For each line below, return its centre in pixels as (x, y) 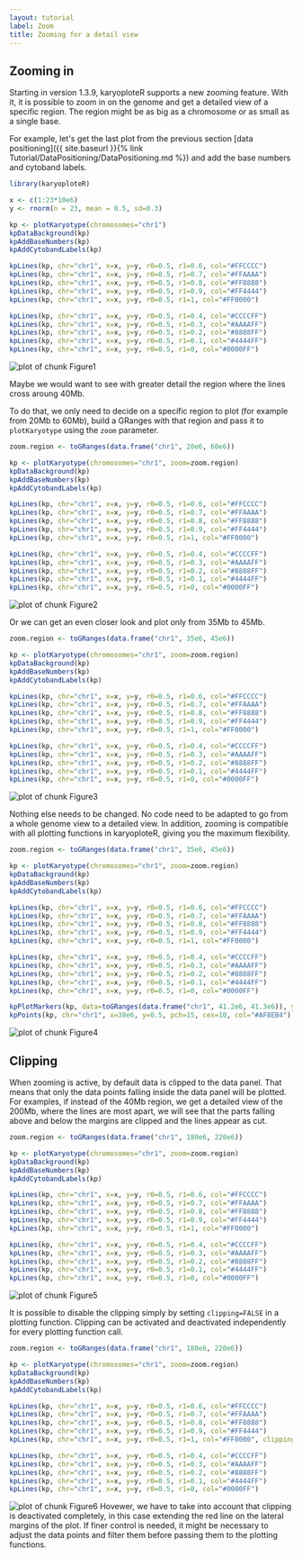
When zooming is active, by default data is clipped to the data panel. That (146, 1082)
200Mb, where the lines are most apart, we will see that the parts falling (142, 1111)
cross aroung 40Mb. (47, 394)
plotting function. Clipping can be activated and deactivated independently (148, 1322)
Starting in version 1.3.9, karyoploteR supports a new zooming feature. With (149, 93)
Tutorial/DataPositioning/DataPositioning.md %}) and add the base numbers (150, 158)
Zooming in (42, 71)
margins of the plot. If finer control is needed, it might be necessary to (139, 1525)
